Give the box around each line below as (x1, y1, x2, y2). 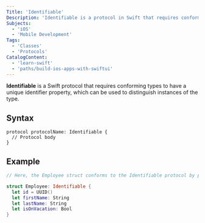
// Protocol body (12, 135, 56, 141)
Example (6, 156, 40, 166)
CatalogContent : (6, 54, 48, 60)
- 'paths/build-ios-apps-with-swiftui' (12, 65, 113, 72)
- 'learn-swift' (12, 60, 53, 66)
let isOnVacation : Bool (12, 206, 72, 212)
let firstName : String (12, 194, 70, 201)
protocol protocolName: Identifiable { (6, 129, 108, 135)
